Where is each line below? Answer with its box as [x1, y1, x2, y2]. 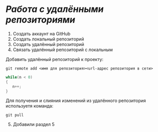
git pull [5, 112, 24, 118]
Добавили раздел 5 [12, 121, 55, 127]
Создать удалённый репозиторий [12, 41, 84, 47]
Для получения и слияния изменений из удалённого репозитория [5, 97, 146, 103]
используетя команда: [5, 103, 54, 109]
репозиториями [5, 14, 75, 25]
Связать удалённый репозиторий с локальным [12, 46, 113, 52]
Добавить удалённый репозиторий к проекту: [5, 56, 104, 62]
